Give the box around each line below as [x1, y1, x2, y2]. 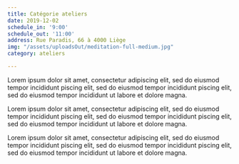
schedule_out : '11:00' [7, 30, 75, 38]
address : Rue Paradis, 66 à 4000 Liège [7, 37, 126, 44]
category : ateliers [7, 50, 66, 58]
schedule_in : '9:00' [7, 23, 69, 31]
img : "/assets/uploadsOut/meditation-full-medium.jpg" [7, 43, 174, 50]
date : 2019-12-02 [7, 17, 59, 24]
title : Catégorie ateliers [7, 10, 88, 18]
